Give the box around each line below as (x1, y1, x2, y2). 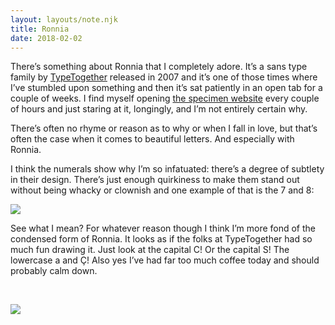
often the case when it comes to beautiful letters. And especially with (10, 133, 295, 145)
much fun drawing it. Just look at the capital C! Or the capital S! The (10, 244, 290, 256)
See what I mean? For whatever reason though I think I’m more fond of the (10, 222, 317, 235)
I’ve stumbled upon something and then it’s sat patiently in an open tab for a (10, 82, 323, 94)
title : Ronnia (10, 24, 70, 34)
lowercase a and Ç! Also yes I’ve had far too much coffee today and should (10, 254, 320, 266)
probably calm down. (10, 265, 98, 277)
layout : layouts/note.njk (10, 14, 118, 25)
